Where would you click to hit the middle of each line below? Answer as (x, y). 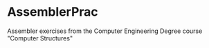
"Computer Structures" (40, 38)
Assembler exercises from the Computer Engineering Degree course (105, 31)
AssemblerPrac (53, 12)
